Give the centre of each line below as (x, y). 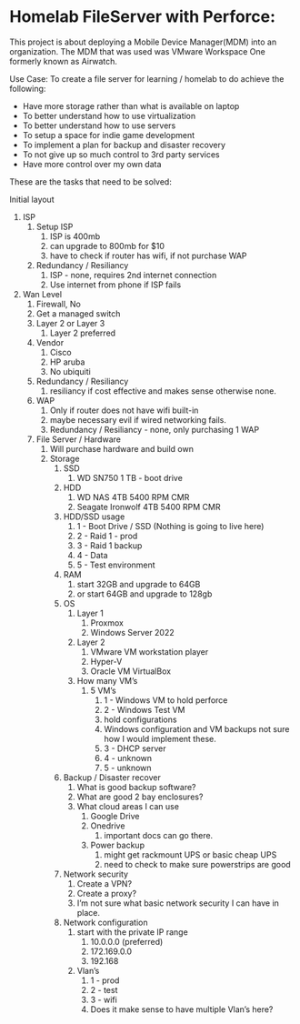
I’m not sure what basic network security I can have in (178, 903)
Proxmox (107, 622)
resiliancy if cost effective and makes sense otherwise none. (163, 391)
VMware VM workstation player (150, 651)
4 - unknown (128, 758)
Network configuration (105, 922)
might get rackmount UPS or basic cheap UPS (190, 854)
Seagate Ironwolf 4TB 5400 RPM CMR (149, 507)
